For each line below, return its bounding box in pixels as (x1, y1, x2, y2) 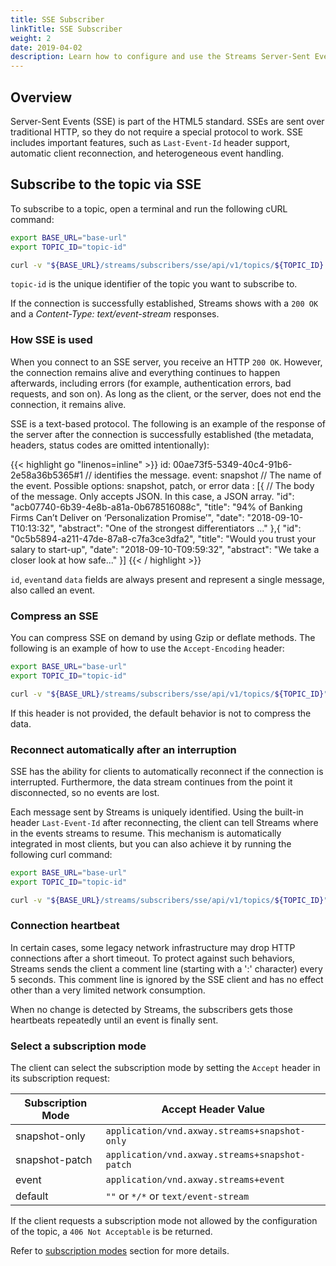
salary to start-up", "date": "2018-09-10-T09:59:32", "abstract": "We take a (10, 543, 320, 555)
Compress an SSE (10, 609, 99, 623)
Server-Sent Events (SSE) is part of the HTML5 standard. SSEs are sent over (10, 115, 325, 127)
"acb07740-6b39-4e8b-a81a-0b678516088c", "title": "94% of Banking (10, 501, 303, 513)
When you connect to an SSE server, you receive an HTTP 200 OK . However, (10, 356, 323, 368)
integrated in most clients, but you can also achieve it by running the (10, 837, 292, 850)
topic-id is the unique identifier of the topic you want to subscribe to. (10, 278, 298, 290)
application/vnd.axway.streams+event (105, 1174, 286, 1186)
